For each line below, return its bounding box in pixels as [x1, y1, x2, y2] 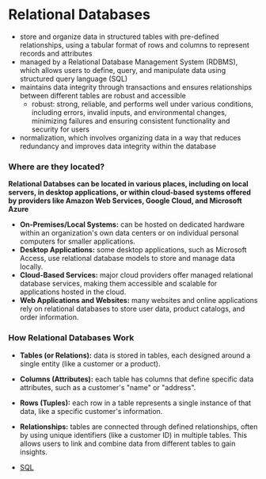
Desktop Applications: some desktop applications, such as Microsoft [19, 245, 247, 255]
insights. [19, 446, 47, 457]
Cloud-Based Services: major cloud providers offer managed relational [19, 270, 253, 280]
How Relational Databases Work [8, 332, 135, 343]
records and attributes [19, 48, 93, 58]
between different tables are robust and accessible [19, 90, 186, 100]
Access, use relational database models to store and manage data [19, 254, 236, 263]
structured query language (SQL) [19, 74, 128, 83]
